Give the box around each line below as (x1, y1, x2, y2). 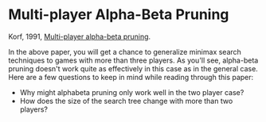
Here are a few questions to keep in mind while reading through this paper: (8, 72, 254, 82)
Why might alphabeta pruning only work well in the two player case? (19, 87, 244, 97)
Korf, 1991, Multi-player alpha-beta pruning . (8, 32, 151, 41)
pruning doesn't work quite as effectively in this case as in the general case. (8, 63, 259, 73)
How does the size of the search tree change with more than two (19, 96, 233, 105)
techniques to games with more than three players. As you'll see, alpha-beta (8, 55, 259, 65)
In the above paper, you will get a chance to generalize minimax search (8, 47, 241, 56)
